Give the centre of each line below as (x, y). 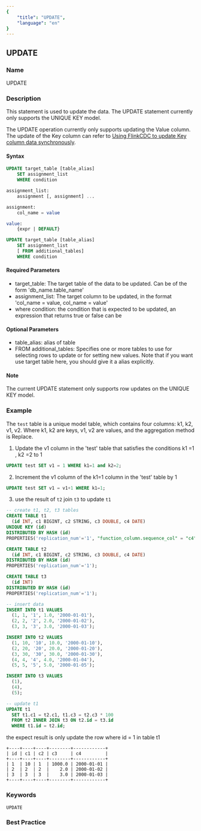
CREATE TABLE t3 (26, 577)
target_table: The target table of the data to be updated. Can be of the (101, 284)
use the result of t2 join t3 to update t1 (63, 499)
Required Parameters (33, 270)
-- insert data (25, 604)
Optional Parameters (32, 329)
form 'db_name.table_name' (49, 290)
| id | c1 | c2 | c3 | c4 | (57, 754)
